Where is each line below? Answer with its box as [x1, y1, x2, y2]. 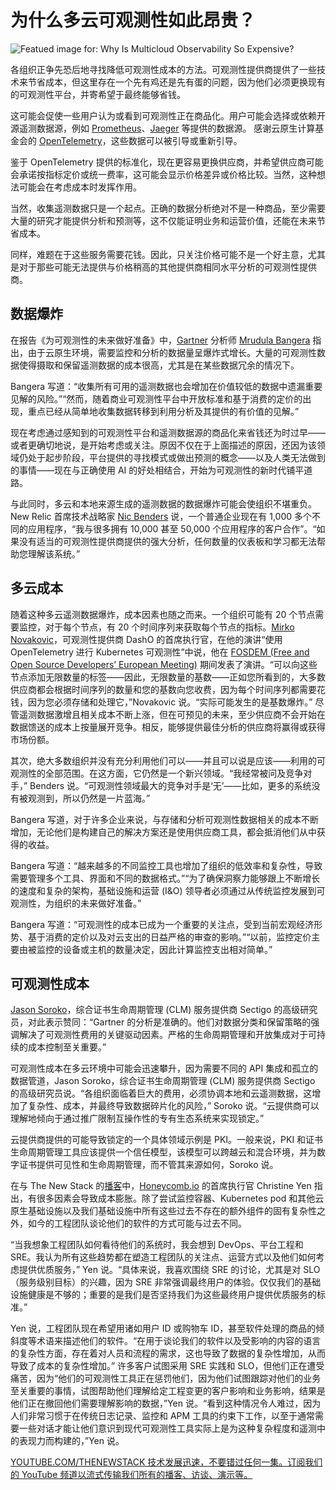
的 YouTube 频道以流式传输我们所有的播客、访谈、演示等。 [10, 1469, 253, 1481]
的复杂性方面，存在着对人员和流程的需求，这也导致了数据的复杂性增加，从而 [10, 1347, 326, 1360]
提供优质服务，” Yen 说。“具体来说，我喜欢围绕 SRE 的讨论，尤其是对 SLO [18, 1264, 321, 1276]
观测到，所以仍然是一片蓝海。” [27, 792, 151, 804]
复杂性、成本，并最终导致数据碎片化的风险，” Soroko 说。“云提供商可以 [27, 1100, 320, 1112]
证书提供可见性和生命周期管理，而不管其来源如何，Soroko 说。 [18, 1159, 279, 1171]
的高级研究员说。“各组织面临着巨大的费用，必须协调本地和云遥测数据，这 [10, 1087, 313, 1100]
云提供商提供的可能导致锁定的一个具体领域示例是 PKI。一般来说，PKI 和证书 [10, 1134, 324, 1146]
